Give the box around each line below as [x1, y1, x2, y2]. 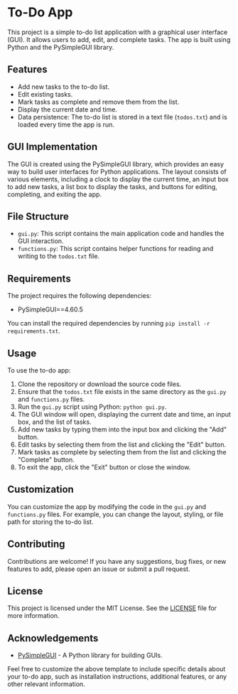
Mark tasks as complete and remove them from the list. [17, 97, 180, 106]
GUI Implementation [7, 141, 98, 153]
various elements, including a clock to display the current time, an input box [7, 175, 229, 183]
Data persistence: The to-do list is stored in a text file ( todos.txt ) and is [17, 112, 227, 121]
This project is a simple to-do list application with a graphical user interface [7, 28, 228, 36]
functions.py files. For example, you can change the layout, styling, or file [7, 510, 224, 518]
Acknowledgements [7, 632, 99, 644]
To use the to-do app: [7, 366, 71, 374]
